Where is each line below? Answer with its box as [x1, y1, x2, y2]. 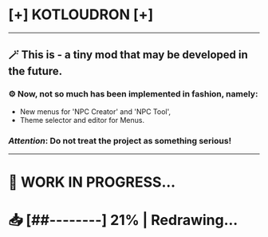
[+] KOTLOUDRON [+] [8, 6, 154, 24]
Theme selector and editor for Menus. [19, 115, 145, 124]
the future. [8, 65, 63, 78]
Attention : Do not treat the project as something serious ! [8, 135, 232, 146]
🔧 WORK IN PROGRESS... [8, 173, 176, 192]
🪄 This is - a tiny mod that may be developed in [8, 48, 249, 61]
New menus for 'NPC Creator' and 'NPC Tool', [19, 106, 171, 117]
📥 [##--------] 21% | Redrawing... [8, 211, 238, 229]
